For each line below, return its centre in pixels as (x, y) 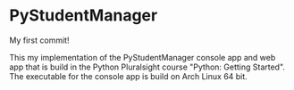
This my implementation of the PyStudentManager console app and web (143, 57)
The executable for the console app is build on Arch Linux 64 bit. (128, 76)
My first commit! (39, 40)
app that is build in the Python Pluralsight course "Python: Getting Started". (147, 67)
